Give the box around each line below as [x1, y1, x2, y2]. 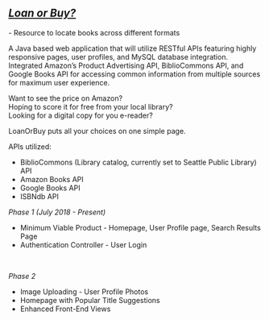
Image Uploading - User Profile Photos [19, 286, 149, 297]
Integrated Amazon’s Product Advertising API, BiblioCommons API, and [8, 60, 244, 70]
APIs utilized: [8, 141, 52, 152]
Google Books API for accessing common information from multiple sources [8, 69, 261, 79]
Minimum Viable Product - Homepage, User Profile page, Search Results [19, 222, 262, 232]
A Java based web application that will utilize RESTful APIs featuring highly [8, 44, 257, 53]
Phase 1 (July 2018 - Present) [8, 207, 106, 217]
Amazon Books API [19, 174, 85, 184]
